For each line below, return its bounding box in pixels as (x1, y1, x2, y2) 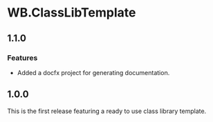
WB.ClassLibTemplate (7, 5, 136, 21)
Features (7, 53, 38, 63)
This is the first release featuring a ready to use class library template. (7, 107, 207, 115)
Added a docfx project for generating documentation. (17, 68, 170, 77)
